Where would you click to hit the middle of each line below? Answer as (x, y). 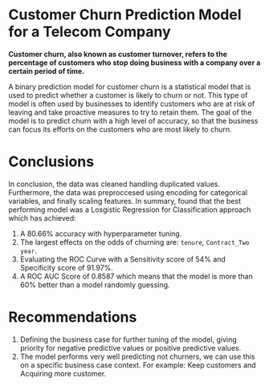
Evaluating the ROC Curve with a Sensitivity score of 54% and (123, 259)
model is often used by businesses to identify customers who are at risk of (132, 104)
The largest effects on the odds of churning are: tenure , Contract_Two (134, 242)
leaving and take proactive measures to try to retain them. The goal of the (130, 112)
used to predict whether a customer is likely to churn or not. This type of (128, 95)
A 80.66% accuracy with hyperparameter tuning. (101, 234)
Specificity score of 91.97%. (67, 267)
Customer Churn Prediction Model (125, 15)
